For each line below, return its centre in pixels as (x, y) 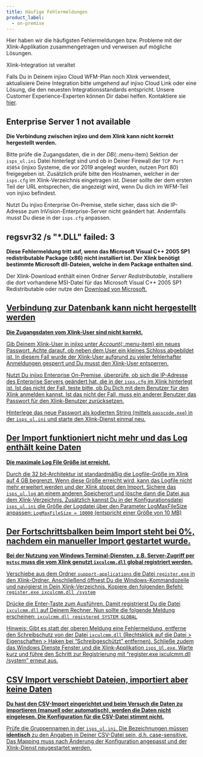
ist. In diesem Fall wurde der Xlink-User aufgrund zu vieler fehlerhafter (94, 357)
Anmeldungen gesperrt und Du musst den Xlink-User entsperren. (88, 363)
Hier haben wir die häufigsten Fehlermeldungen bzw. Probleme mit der (94, 41)
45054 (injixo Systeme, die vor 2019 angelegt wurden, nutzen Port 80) (92, 167)
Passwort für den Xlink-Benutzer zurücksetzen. (65, 400)
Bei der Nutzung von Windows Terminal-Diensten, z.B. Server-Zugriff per (100, 556)
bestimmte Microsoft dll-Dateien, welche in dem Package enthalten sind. (100, 264)
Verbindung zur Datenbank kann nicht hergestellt (101, 308)
